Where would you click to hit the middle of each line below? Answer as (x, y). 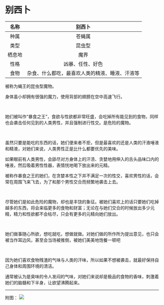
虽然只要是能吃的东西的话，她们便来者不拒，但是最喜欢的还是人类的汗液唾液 (82, 142)
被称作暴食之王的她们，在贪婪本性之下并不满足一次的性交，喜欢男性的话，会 (82, 176)
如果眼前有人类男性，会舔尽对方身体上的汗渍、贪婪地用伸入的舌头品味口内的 (82, 159)
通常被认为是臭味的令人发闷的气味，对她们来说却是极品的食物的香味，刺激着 (82, 276)
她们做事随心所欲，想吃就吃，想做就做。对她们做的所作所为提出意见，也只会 (82, 234)
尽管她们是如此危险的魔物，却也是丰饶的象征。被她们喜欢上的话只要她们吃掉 (82, 202)
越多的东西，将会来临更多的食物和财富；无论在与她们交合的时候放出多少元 (80, 208)
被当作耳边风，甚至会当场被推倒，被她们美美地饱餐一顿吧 (63, 240)
